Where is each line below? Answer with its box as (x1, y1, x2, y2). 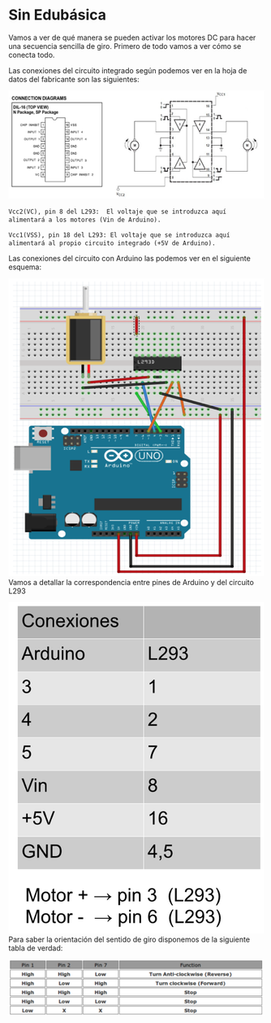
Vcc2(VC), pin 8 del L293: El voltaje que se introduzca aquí (8, 208, 227, 216)
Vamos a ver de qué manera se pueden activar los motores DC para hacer (8, 33, 256, 42)
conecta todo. (8, 50, 55, 59)
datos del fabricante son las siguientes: (8, 74, 140, 84)
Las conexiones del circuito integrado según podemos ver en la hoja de (8, 65, 247, 75)
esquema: (8, 262, 42, 272)
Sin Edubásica (8, 6, 107, 24)
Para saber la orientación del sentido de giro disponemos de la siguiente (8, 934, 250, 944)
